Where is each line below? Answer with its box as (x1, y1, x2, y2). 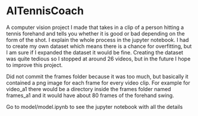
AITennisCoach (6, 4, 84, 18)
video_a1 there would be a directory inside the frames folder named (6, 85, 171, 92)
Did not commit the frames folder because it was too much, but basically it (6, 73, 188, 80)
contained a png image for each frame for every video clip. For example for (6, 79, 190, 86)
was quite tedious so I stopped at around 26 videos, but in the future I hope (6, 55, 191, 62)
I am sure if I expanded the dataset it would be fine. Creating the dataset (6, 49, 183, 56)
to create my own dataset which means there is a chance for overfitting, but (6, 43, 192, 50)
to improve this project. (6, 61, 63, 69)
